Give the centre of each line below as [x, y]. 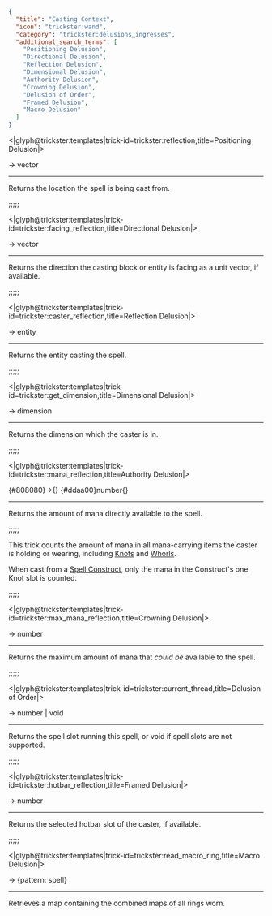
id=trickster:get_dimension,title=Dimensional [83, 395]
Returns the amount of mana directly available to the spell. [105, 513]
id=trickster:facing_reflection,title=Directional [84, 228]
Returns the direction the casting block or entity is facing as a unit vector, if [134, 267]
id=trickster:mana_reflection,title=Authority [80, 474]
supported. [27, 745]
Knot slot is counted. [43, 578]
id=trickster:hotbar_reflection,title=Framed [79, 785]
